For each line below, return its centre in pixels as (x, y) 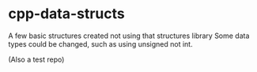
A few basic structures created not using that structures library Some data (129, 36)
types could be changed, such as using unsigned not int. (100, 44)
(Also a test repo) (36, 59)
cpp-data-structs (66, 14)
